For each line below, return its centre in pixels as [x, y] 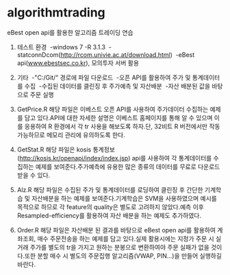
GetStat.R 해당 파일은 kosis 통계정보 [66, 150]
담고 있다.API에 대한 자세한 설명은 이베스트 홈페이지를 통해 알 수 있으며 [118, 117]
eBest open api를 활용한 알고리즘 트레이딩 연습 [70, 32]
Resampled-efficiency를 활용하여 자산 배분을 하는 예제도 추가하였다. [109, 215]
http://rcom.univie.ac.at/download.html [115, 55]
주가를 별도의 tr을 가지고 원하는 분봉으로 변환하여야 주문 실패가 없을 [120, 247]
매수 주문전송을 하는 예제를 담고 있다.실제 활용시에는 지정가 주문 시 [126, 239]
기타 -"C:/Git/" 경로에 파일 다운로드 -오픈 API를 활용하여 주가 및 [104, 77]
